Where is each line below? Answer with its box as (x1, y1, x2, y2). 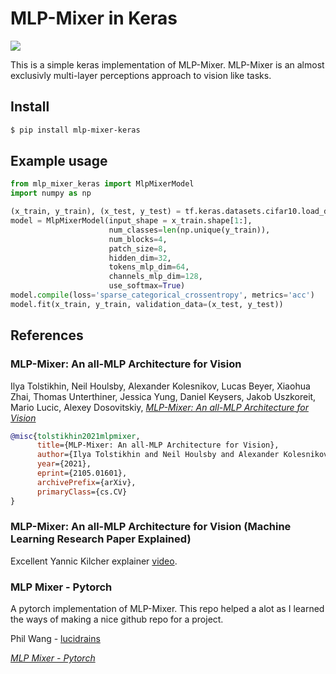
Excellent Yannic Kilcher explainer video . (10, 555, 178, 567)
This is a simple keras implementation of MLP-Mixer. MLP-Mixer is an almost (10, 58, 325, 71)
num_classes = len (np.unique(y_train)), (108, 225, 271, 235)
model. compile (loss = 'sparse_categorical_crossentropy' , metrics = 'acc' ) (10, 290, 315, 301)
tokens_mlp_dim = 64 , (108, 262, 190, 272)
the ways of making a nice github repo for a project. (10, 613, 224, 626)
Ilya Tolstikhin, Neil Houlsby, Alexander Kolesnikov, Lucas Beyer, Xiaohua (10, 380, 311, 392)
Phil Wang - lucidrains (10, 633, 101, 645)
